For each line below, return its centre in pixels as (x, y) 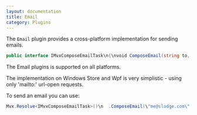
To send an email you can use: (43, 96)
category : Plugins (28, 22)
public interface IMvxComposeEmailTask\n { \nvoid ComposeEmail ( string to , (98, 56)
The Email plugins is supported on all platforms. (64, 67)
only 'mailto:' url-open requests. (45, 85)
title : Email (22, 17)
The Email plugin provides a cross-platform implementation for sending (92, 39)
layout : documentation (34, 11)
